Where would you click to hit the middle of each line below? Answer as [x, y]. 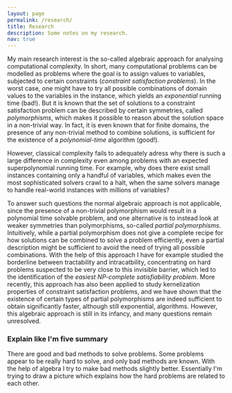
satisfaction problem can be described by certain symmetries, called [105, 111]
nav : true [21, 39]
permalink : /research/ [40, 20]
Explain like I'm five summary [58, 339]
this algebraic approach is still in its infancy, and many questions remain [110, 314]
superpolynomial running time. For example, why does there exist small [109, 168]
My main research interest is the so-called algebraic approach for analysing [115, 59]
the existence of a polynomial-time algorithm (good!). [83, 140]
